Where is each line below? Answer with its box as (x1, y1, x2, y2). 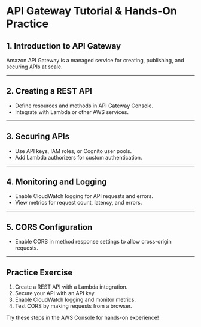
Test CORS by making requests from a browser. (14, 302, 132, 310)
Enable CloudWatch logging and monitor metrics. (14, 296, 136, 304)
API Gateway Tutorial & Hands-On (6, 4, 178, 18)
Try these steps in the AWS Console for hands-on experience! (6, 314, 159, 322)
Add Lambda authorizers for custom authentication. (14, 154, 142, 161)
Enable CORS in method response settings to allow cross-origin (14, 238, 172, 245)
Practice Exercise (6, 267, 73, 277)
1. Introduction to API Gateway (6, 41, 121, 51)
